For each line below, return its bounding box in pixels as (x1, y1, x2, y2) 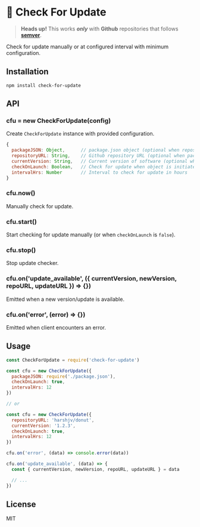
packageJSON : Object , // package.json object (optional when (11, 147, 180, 153)
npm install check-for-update (6, 82, 82, 88)
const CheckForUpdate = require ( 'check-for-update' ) (6, 357, 140, 363)
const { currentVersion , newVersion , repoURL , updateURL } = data (11, 466, 180, 472)
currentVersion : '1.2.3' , (11, 423, 76, 429)
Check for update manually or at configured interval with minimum (6, 43, 168, 50)
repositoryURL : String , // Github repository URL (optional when (11, 153, 185, 159)
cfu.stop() (6, 246, 36, 254)
